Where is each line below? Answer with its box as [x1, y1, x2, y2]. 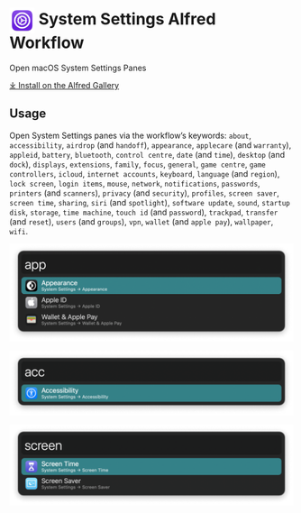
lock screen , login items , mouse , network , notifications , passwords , [9, 178, 260, 188]
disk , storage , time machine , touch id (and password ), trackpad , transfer [9, 206, 278, 217]
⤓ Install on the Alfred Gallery [9, 79, 120, 90]
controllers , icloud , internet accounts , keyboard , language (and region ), [9, 168, 280, 179]
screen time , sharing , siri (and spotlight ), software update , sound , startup [9, 197, 290, 207]
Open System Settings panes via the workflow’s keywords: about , [9, 130, 252, 141]
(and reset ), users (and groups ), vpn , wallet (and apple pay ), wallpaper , [9, 215, 274, 227]
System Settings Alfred [38, 9, 216, 30]
